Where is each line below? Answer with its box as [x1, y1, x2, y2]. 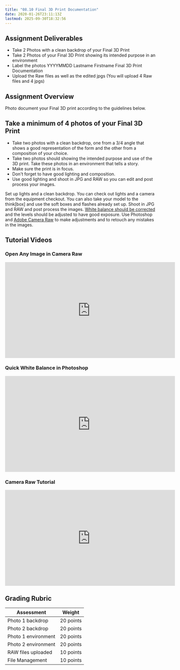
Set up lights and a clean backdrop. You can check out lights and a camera [5, 191, 155, 196]
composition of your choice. [12, 150, 69, 156]
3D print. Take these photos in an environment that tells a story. [12, 160, 139, 166]
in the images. [5, 222, 33, 228]
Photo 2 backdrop [7, 625, 49, 632]
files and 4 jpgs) [12, 78, 45, 84]
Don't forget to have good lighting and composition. [12, 171, 115, 177]
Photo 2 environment [7, 641, 56, 648]
